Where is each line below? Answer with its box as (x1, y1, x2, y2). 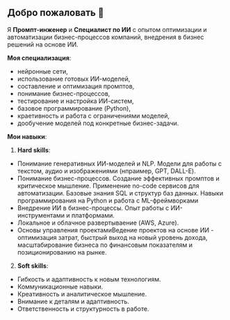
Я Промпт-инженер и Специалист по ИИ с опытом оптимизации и (7, 25, 207, 33)
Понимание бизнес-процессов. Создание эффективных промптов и (17, 174, 220, 182)
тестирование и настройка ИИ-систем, (17, 97, 134, 105)
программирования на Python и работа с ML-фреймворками (17, 196, 199, 205)
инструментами (17, 211, 65, 219)
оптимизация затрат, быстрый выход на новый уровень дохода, (17, 233, 208, 241)
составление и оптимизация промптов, (17, 81, 135, 90)
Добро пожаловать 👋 (7, 7, 104, 19)
